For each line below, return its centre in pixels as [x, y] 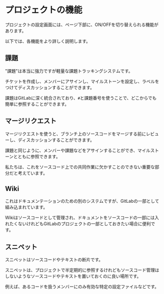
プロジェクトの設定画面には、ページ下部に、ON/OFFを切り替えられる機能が [82, 25]
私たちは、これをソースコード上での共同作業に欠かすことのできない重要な [80, 167]
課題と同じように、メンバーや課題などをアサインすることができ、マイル [78, 150]
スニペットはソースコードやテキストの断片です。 [54, 260]
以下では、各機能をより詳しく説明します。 [48, 41]
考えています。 [33, 173]
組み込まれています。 [26, 207]
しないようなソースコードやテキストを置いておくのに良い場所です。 [73, 276]
